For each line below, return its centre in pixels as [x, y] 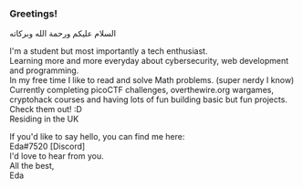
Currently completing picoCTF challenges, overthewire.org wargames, [141, 90]
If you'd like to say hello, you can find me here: [97, 137]
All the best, [32, 166]
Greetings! [33, 14]
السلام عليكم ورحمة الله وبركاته [63, 34]
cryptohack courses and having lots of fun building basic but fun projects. [148, 99]
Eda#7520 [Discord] [47, 146]
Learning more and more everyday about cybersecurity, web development [149, 61]
